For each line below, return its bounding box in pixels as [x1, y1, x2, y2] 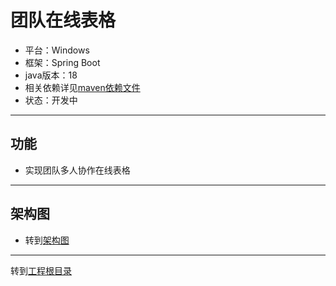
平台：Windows [24, 44, 90, 56]
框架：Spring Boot [24, 56, 101, 68]
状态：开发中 [24, 94, 78, 106]
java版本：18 [24, 69, 78, 81]
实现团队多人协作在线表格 [24, 164, 131, 176]
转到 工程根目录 [10, 264, 72, 276]
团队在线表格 [10, 9, 117, 32]
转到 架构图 [24, 234, 70, 246]
